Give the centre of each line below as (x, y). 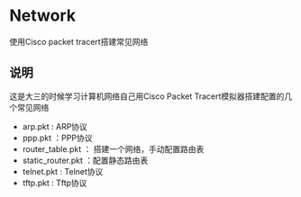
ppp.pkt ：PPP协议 (57, 138)
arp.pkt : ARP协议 (55, 126)
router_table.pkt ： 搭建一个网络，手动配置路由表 (113, 148)
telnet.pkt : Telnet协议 (63, 171)
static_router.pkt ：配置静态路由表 (85, 160)
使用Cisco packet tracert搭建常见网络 (79, 41)
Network (43, 16)
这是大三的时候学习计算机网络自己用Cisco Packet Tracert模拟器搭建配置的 (147, 96)
